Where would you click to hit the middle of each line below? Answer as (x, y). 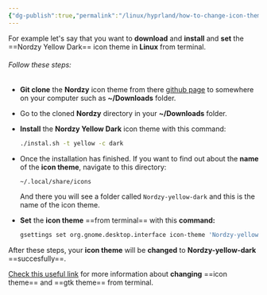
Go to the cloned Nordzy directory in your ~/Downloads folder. (124, 113)
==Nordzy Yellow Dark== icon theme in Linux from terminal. (107, 47)
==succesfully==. (37, 258)
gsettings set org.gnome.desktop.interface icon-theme (112, 235)
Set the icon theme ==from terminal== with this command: (118, 220)
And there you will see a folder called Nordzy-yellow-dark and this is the (137, 196)
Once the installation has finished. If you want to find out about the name (139, 158)
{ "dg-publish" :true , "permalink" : (64, 16)
